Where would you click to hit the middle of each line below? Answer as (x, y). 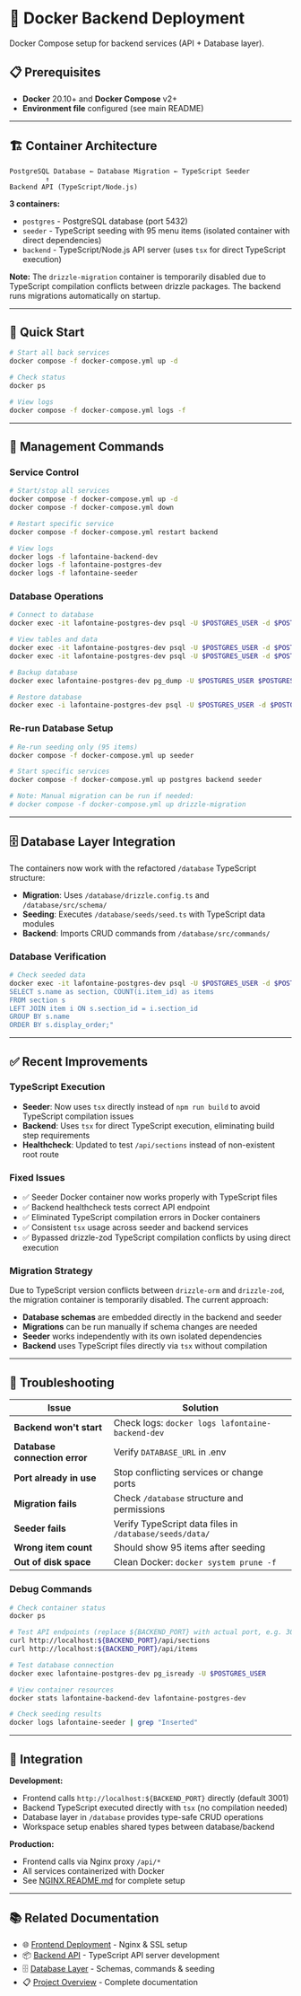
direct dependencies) (62, 240)
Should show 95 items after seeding (189, 1548)
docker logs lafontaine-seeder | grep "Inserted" (104, 1723)
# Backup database (43, 673)
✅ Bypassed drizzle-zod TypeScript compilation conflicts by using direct (156, 1237)
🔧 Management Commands (86, 447)
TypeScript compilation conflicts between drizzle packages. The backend (145, 286)
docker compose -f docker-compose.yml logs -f (98, 410)
